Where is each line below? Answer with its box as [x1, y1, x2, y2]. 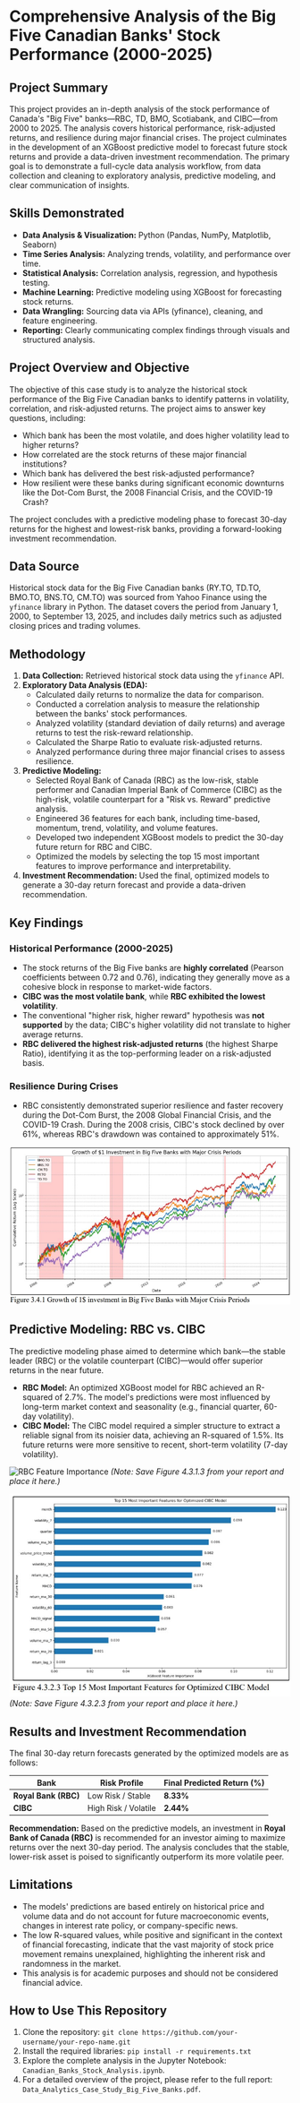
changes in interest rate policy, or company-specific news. [21, 1919, 238, 1931]
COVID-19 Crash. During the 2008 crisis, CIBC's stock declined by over [21, 1120, 285, 1130]
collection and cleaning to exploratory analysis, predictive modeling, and [9, 170, 277, 181]
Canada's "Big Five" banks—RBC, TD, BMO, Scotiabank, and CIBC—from [9, 114, 279, 124]
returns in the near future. [9, 1364, 104, 1376]
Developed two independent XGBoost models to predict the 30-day [35, 832, 284, 843]
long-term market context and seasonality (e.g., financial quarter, [21, 1401, 262, 1412]
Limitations [9, 1877, 73, 1893]
